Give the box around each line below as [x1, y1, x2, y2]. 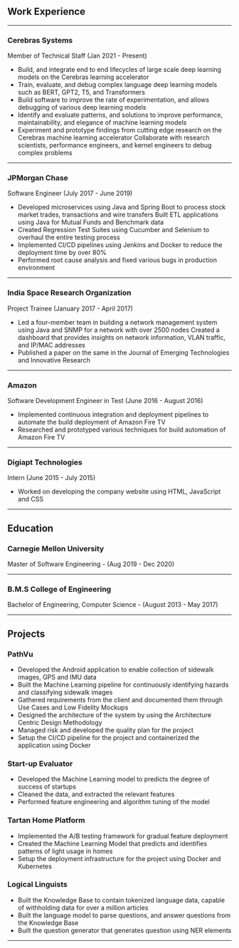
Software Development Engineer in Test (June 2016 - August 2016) [7, 397, 204, 405]
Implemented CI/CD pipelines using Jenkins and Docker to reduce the [17, 241, 223, 249]
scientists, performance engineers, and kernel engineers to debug [17, 141, 212, 150]
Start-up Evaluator [7, 759, 73, 769]
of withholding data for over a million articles [17, 903, 149, 912]
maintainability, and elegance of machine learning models [17, 118, 187, 127]
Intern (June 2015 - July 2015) [7, 474, 96, 482]
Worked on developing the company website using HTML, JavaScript [17, 487, 221, 496]
